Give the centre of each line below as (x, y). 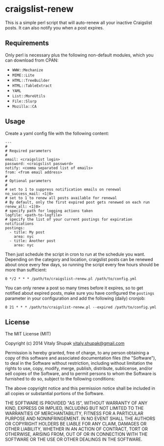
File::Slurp (24, 101)
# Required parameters (28, 151)
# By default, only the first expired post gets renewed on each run (78, 202)
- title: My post (27, 232)
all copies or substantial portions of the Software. (55, 394)
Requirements (27, 43)
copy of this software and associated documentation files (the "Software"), (81, 358)
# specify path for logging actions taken (49, 211)
